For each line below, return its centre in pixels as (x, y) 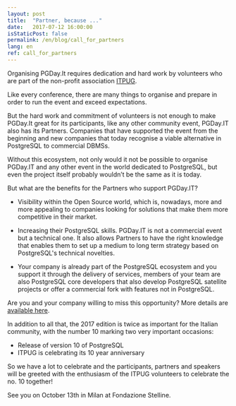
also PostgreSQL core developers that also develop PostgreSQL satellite (122, 281)
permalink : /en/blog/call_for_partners (66, 40)
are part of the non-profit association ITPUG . (72, 80)
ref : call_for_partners (42, 54)
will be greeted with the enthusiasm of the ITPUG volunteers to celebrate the (118, 374)
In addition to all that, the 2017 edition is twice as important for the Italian (113, 324)
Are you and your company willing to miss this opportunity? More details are (118, 303)
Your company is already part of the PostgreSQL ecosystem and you (117, 266)
